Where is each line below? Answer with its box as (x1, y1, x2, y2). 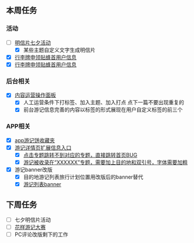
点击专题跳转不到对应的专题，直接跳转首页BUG (23, 151, 138, 158)
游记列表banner (23, 181, 62, 188)
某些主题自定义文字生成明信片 (23, 46, 96, 53)
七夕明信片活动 (14, 216, 51, 223)
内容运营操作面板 (14, 91, 56, 98)
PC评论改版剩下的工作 (14, 231, 69, 238)
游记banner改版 (14, 166, 53, 173)
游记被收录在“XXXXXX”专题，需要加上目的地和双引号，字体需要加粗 (23, 159, 188, 166)
